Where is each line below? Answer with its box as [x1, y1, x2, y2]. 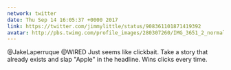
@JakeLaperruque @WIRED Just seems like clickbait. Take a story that [7, 48, 208, 56]
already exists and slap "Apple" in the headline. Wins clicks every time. [7, 56, 208, 64]
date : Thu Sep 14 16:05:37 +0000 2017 [7, 16, 118, 23]
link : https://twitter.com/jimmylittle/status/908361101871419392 [7, 23, 201, 30]
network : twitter [7, 10, 57, 17]
